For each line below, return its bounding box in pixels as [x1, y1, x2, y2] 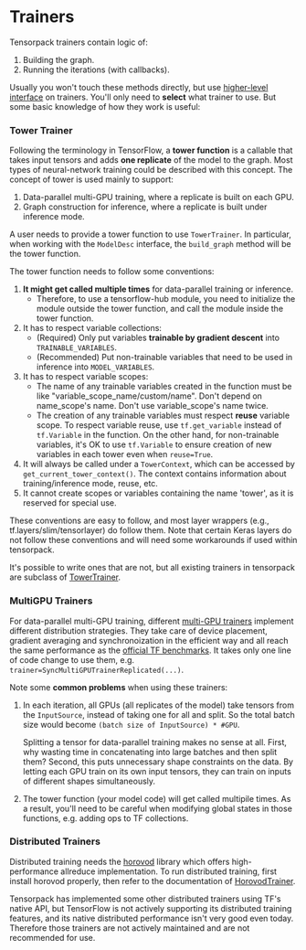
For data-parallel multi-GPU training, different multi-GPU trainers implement [9, 615, 294, 626]
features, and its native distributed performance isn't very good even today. [9, 913, 294, 923]
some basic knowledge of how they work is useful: [9, 101, 201, 112]
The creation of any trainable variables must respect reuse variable [36, 410, 290, 422]
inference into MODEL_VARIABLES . [36, 361, 155, 372]
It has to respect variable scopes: [22, 371, 149, 382]
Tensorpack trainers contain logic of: [9, 37, 149, 48]
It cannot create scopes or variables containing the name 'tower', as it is [22, 487, 294, 499]
